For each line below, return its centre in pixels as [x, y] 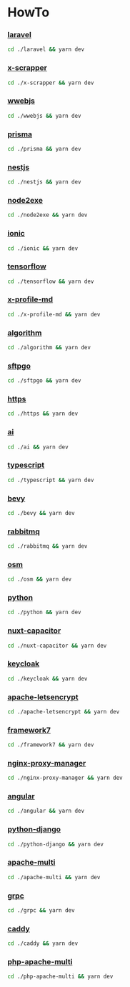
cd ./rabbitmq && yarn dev [47, 546]
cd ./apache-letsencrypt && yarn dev [64, 711]
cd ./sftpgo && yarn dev [44, 381]
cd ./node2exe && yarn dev [47, 215]
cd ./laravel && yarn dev [46, 50]
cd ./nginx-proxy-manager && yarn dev [65, 778]
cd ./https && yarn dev [43, 414]
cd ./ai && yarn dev [38, 447]
